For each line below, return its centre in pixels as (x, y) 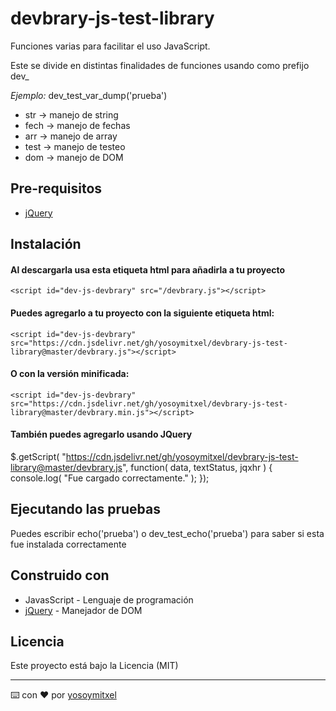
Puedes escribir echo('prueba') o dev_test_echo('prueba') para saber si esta (167, 533)
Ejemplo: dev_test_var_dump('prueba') (89, 95)
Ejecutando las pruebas (85, 509)
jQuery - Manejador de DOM (83, 610)
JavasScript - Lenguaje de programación (109, 599)
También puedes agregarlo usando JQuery (101, 434)
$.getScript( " (38, 456)
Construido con (60, 575)
